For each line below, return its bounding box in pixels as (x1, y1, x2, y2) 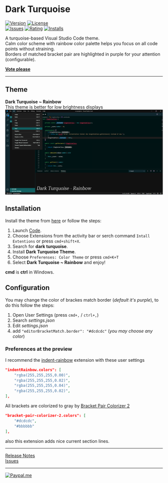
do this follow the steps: (5, 302, 54, 308)
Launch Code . (12, 227, 41, 233)
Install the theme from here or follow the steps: (5, 217, 101, 223)
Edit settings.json (12, 322, 48, 329)
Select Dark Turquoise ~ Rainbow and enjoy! (12, 259, 106, 265)
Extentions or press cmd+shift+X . (12, 238, 81, 244)
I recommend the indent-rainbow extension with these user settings (5, 357, 145, 363)
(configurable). (5, 56, 36, 62)
